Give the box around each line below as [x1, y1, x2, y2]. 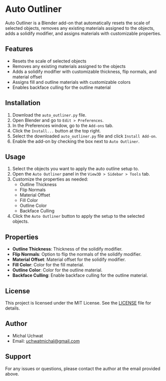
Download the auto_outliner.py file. [12, 112, 87, 118]
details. [5, 305, 20, 311]
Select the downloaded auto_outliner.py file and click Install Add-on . [12, 133, 157, 139]
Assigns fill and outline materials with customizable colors [12, 79, 131, 85]
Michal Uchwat [12, 332, 43, 338]
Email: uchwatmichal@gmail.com [12, 338, 80, 344]
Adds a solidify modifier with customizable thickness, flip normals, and [12, 68, 157, 74]
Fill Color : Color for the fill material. [12, 262, 84, 268]
